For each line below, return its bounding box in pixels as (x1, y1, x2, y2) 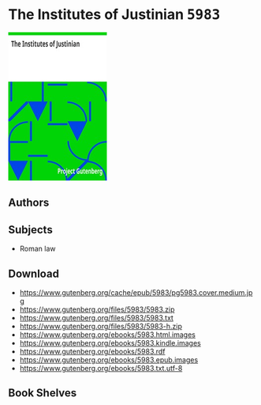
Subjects (8, 223, 53, 237)
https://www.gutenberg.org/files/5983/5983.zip (19, 305, 175, 314)
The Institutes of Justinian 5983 (8, 6, 221, 24)
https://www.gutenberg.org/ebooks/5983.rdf (19, 346, 166, 356)
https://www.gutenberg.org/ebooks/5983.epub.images (19, 354, 199, 365)
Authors (8, 196, 50, 210)
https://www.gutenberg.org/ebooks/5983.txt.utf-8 (19, 363, 183, 373)
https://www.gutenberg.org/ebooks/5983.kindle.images (19, 338, 201, 347)
